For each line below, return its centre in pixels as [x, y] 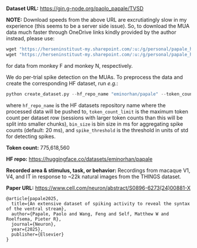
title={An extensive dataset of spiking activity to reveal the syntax [101, 204]
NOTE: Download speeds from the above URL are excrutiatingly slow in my [96, 20]
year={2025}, [27, 229]
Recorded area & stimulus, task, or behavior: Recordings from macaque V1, [98, 170]
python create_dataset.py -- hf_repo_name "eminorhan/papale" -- [86, 94]
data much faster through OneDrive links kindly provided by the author [91, 32]
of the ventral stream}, [36, 209]
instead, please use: [30, 38]
